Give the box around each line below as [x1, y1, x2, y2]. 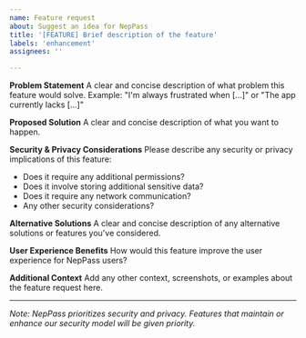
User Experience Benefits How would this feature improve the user [9, 245, 263, 256]
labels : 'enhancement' [9, 38, 96, 48]
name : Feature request [9, 13, 96, 23]
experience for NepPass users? [9, 255, 127, 266]
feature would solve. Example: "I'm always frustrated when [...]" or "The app [9, 90, 296, 101]
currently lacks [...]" [9, 99, 85, 110]
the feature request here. [9, 283, 103, 293]
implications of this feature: [9, 154, 112, 164]
